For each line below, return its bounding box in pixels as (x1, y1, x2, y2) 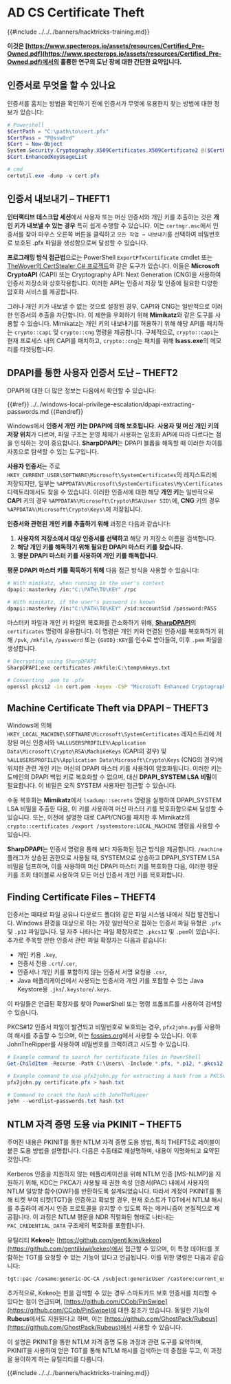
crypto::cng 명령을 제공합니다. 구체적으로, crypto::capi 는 (60, 328, 219, 336)
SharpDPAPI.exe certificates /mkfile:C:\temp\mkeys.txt (7, 664, 170, 671)
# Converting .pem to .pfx (7, 677, 85, 683)
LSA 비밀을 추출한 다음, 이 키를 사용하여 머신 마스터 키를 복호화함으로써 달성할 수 (7, 804, 223, 813)
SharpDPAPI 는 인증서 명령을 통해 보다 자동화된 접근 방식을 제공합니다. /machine (7, 845, 223, 853)
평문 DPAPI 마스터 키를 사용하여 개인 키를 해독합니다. (16, 551, 158, 560)
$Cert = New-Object (7, 141, 63, 148)
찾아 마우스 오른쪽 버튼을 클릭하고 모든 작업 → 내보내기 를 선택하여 (25, 230, 197, 238)
